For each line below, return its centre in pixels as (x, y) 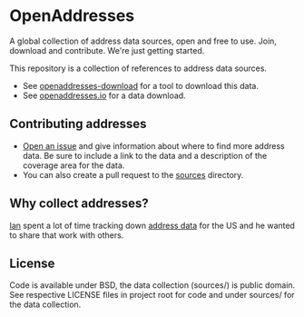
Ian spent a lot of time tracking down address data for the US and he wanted (152, 225)
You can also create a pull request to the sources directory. (133, 174)
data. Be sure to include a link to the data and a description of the (145, 155)
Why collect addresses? (79, 204)
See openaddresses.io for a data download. (104, 95)
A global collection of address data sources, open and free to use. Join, (143, 41)
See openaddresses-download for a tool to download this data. (140, 85)
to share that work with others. (67, 235)
